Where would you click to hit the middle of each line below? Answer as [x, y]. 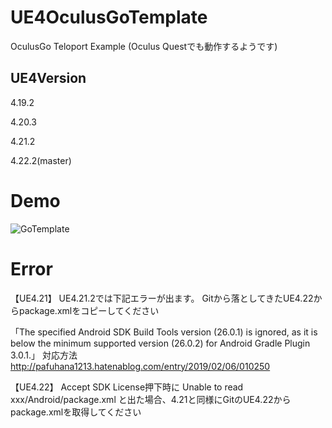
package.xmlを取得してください [76, 412]
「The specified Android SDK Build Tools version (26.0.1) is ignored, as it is [164, 332]
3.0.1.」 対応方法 [44, 355]
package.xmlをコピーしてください [89, 310]
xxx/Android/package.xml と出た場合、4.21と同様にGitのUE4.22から [151, 399]
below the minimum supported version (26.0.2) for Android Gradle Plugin [160, 343]
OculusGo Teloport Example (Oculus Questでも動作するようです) [144, 46]
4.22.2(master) [41, 160]
